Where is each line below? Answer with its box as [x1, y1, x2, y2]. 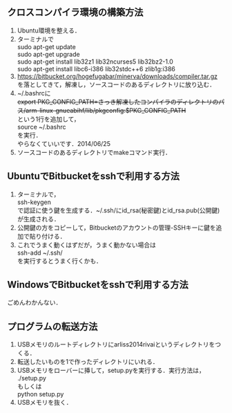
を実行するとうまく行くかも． [17, 257, 102, 265]
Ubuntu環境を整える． [17, 26, 81, 35]
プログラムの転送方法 [7, 320, 98, 332]
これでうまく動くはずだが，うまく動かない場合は [17, 241, 157, 249]
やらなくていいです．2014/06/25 [17, 139, 110, 147]
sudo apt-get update [17, 42, 76, 51]
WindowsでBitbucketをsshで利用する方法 [7, 279, 188, 291]
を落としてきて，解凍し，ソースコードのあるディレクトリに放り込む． [17, 80, 216, 89]
